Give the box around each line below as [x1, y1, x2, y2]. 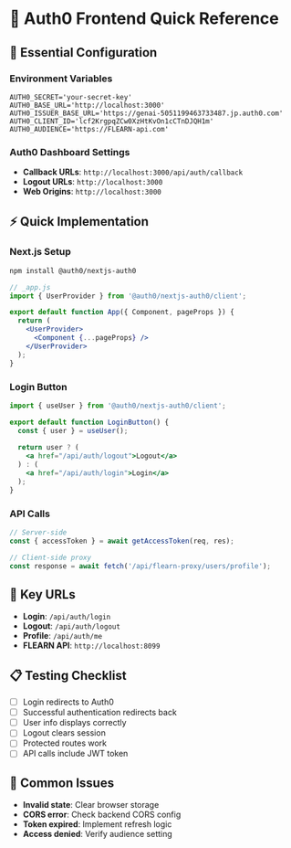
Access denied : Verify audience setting [22, 829, 173, 840]
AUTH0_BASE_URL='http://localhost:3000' [9, 101, 166, 110]
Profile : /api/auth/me [22, 631, 103, 641]
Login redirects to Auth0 [22, 696, 114, 707]
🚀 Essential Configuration [9, 45, 158, 60]
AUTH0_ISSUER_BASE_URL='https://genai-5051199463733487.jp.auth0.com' [9, 109, 284, 118]
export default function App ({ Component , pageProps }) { [9, 308, 234, 317]
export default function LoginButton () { [9, 418, 170, 427]
